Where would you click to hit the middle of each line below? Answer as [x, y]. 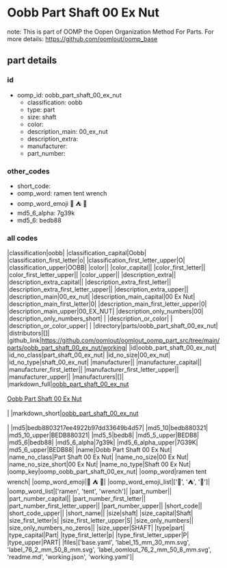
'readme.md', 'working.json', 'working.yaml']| [71, 557]
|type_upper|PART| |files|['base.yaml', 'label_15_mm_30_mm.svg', [98, 543]
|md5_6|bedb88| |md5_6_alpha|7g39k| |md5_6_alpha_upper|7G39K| [103, 442]
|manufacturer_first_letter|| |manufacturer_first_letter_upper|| [93, 370]
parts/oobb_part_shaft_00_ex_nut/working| [67, 348]
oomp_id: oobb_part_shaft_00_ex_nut [69, 95]
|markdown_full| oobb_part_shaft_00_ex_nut [68, 384]
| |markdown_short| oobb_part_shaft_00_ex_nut [73, 414]
